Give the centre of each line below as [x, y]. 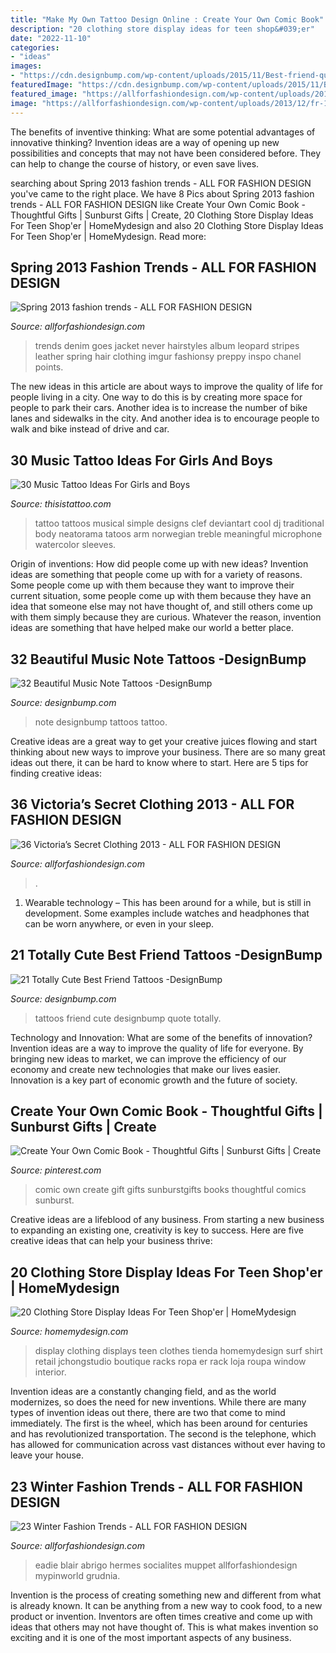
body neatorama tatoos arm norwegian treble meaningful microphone [178, 534]
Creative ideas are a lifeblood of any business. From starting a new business [167, 1220]
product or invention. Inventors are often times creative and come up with [161, 1616]
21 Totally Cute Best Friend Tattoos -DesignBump [166, 955]
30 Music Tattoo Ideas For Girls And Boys [141, 460]
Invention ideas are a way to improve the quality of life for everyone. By [157, 1048]
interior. [50, 1372]
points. [49, 367]
